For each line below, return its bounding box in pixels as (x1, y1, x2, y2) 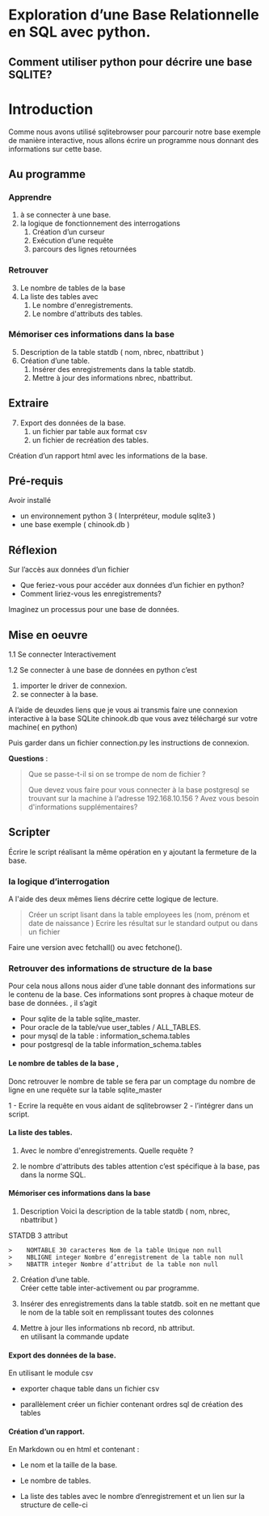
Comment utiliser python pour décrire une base (8, 55, 253, 69)
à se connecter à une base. (19, 210, 111, 220)
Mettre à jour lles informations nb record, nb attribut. (19, 1324, 195, 1333)
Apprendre (8, 192, 53, 203)
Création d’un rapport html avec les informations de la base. (8, 450, 208, 460)
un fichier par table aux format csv (32, 426, 148, 436)
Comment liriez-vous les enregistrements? (19, 589, 162, 599)
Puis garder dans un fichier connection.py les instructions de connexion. (8, 738, 250, 748)
